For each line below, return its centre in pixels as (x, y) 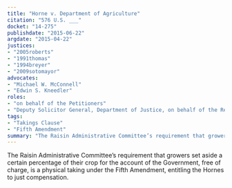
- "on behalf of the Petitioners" (57, 104)
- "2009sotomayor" (33, 71)
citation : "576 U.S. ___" (44, 20)
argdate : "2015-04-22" (40, 39)
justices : (21, 46)
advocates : (23, 78)
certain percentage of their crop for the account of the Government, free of (114, 162)
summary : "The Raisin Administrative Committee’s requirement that (106, 135)
